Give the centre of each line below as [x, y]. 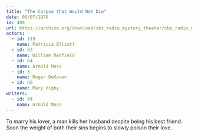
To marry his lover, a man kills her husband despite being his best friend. [94, 121]
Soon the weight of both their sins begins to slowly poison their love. [89, 128]
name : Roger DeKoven [42, 77]
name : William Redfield [46, 55]
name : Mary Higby [38, 88]
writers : [17, 93]
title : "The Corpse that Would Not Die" [57, 11]
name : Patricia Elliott [46, 45]
